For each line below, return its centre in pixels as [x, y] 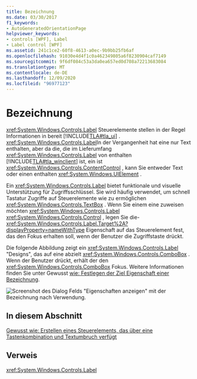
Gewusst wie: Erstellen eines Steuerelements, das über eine [79, 330]
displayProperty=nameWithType [46, 229]
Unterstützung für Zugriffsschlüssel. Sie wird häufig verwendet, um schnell [98, 192]
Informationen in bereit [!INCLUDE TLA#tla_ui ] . [63, 136]
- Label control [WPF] [34, 45]
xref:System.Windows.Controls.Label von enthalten [69, 155]
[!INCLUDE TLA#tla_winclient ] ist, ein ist [54, 161]
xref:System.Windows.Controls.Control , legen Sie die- [73, 217]
